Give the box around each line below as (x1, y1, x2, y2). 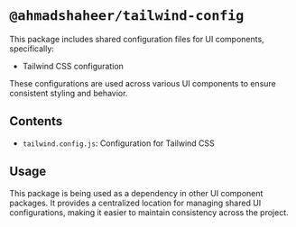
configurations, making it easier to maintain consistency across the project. (9, 206, 289, 218)
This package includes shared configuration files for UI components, (9, 33, 264, 44)
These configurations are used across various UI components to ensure (9, 77, 277, 88)
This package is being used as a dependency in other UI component (9, 187, 264, 198)
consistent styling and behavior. (9, 87, 128, 98)
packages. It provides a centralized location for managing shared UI (9, 197, 262, 208)
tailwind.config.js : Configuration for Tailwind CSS (22, 138, 215, 149)
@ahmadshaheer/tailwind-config (9, 7, 245, 24)
